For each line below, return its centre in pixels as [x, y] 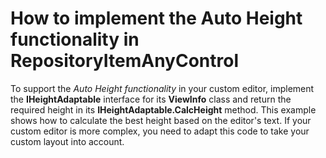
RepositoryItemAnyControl [124, 61]
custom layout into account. [67, 141]
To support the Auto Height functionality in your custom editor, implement [162, 88]
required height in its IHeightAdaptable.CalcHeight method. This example [163, 109]
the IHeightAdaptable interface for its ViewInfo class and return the [151, 99]
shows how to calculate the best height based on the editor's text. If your [161, 120]
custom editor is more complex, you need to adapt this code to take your [160, 131]
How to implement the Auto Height [156, 18]
